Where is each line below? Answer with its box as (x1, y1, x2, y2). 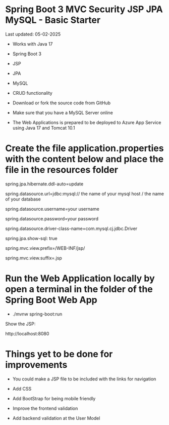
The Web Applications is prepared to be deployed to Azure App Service (12, 119, 161, 125)
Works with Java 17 (12, 41, 53, 47)
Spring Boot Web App (5, 294, 97, 306)
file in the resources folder (5, 164, 119, 176)
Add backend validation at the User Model (12, 415, 100, 421)
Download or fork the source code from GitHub (12, 100, 111, 106)
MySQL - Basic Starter (5, 14, 101, 26)
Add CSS (12, 385, 32, 392)
